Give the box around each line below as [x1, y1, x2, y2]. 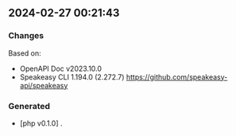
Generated [8, 100, 50, 111]
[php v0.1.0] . [19, 119, 63, 128]
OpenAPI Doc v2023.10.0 [19, 64, 102, 73]
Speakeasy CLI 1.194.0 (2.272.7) [19, 72, 125, 82]
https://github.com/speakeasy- [126, 72, 228, 82]
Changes [8, 30, 44, 41]
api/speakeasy [19, 80, 68, 90]
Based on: [8, 48, 41, 58]
